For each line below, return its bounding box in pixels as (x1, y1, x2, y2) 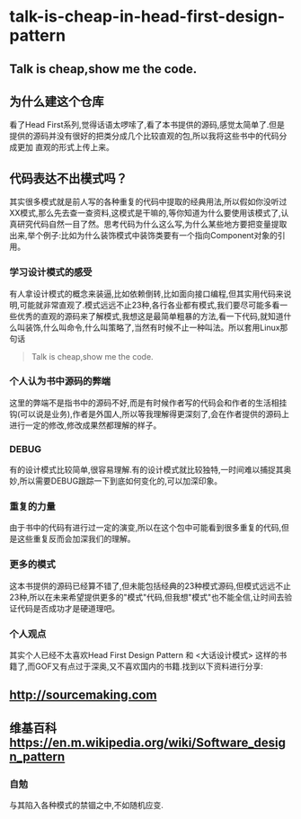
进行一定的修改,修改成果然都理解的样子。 (9, 420, 162, 431)
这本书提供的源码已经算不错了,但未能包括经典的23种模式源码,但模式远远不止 (9, 580, 292, 591)
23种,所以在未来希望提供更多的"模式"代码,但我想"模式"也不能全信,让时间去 (9, 592, 285, 602)
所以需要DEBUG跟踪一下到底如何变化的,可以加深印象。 (19, 476, 223, 486)
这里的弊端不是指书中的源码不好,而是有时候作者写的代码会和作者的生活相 (9, 397, 280, 408)
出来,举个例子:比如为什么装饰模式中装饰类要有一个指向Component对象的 (9, 230, 279, 241)
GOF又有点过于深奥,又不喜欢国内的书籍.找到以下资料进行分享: (35, 661, 263, 672)
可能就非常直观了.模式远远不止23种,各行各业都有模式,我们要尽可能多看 (19, 299, 280, 310)
